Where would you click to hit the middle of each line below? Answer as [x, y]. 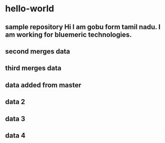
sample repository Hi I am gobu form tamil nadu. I [83, 27]
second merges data [38, 51]
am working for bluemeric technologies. [69, 34]
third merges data [33, 68]
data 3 [15, 119]
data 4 [15, 135]
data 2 [15, 102]
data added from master [43, 85]
